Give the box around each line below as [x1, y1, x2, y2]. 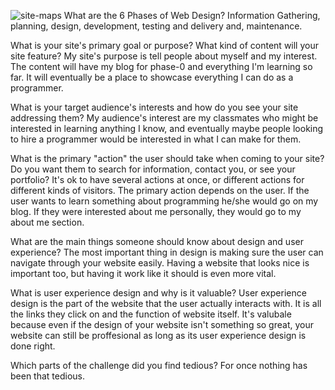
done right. [10, 340, 56, 352]
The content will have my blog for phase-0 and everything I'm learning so [10, 61, 313, 72]
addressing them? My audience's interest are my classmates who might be [10, 112, 319, 124]
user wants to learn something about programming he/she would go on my [10, 195, 319, 207]
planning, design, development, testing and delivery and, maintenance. [10, 20, 303, 32]
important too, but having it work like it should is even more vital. [10, 268, 277, 279]
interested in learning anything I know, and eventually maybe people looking [10, 123, 324, 134]
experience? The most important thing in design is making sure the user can [10, 246, 324, 258]
